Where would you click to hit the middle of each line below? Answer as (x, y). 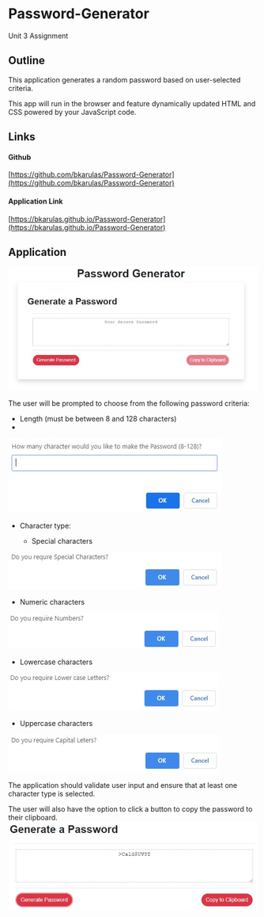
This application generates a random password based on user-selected (124, 79)
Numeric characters (52, 602)
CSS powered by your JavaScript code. (72, 112)
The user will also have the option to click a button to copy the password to (130, 808)
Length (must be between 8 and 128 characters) (98, 418)
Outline (26, 61)
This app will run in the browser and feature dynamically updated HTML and (132, 103)
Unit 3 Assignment (38, 36)
